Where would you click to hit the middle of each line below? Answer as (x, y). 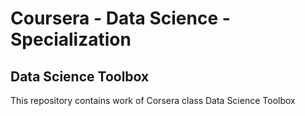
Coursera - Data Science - (120, 18)
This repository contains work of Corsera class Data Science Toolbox (153, 100)
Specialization (71, 39)
